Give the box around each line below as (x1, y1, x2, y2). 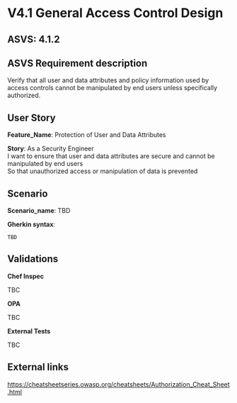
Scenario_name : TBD (7, 206, 71, 215)
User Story (7, 111, 56, 123)
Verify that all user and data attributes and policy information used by (7, 76, 209, 84)
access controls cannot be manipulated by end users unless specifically (7, 84, 218, 92)
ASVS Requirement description (7, 57, 148, 69)
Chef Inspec (7, 272, 45, 280)
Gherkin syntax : (7, 220, 55, 228)
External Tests (7, 326, 51, 335)
